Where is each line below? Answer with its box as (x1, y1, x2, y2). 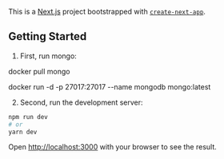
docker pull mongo (8, 66, 70, 76)
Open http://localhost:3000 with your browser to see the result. (8, 142, 218, 152)
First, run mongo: (19, 51, 78, 61)
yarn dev (8, 128, 38, 136)
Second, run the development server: (19, 97, 143, 107)
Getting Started (8, 30, 87, 43)
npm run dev (8, 113, 48, 121)
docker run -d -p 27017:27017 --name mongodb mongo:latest (8, 81, 211, 91)
